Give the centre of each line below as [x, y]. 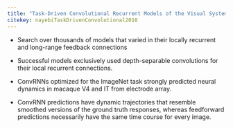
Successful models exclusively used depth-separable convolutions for [118, 60]
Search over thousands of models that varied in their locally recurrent [116, 39]
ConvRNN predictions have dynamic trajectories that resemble [106, 102]
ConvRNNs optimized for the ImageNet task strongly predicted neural [116, 81]
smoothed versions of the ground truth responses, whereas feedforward [121, 109]
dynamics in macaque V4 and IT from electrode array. [94, 89]
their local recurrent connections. [65, 68]
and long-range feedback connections [72, 47]
